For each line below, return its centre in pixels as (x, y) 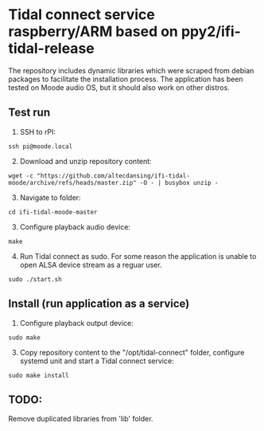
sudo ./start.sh (35, 279)
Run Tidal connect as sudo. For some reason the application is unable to (138, 256)
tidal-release (51, 49)
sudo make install (39, 375)
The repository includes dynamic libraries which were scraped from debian (131, 70)
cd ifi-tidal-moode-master (53, 212)
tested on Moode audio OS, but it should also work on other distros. (119, 87)
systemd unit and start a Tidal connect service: (97, 361)
